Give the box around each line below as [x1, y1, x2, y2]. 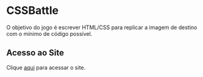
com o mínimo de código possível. [6, 30, 93, 37]
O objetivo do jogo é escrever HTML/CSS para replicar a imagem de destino [6, 24, 198, 31]
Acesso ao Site [6, 48, 64, 58]
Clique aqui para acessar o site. [6, 64, 86, 71]
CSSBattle [6, 4, 59, 18]
